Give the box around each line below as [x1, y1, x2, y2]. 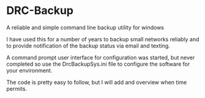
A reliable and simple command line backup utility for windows [6, 24, 164, 31]
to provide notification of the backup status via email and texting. [6, 42, 170, 49]
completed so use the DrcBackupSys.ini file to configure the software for [6, 60, 190, 68]
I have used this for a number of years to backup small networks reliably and [6, 35, 199, 43]
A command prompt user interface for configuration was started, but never [6, 54, 195, 61]
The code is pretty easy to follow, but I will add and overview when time [6, 79, 187, 86]
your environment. [6, 66, 53, 74]
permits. [6, 85, 28, 92]
